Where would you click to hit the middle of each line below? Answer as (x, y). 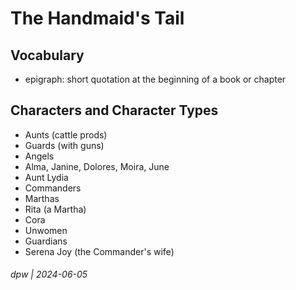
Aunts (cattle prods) (66, 134)
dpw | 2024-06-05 (49, 274)
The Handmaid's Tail (97, 18)
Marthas (42, 198)
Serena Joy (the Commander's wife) (99, 251)
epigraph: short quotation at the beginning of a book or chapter (155, 79)
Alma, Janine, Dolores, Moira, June (97, 166)
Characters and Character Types (114, 110)
